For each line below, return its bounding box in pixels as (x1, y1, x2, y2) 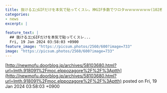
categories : (5, 12, 30, 17)
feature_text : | (5, 30, 39, 35)
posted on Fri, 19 (122, 78, 157, 84)
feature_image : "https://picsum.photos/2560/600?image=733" (5, 44, 133, 49)
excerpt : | (5, 21, 28, 26)
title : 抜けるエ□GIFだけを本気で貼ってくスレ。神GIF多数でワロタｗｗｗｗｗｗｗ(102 (5, 7, 160, 12)
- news (5, 16, 19, 21)
